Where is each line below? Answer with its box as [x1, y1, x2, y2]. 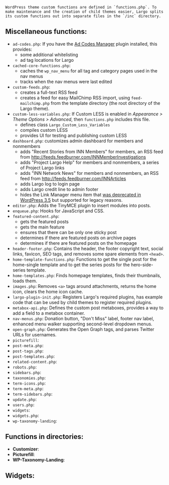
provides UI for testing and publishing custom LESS [20, 132, 127, 138]
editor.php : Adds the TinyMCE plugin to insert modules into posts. [12, 202, 151, 208]
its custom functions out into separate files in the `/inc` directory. [5, 14, 161, 19]
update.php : [12, 396, 37, 402]
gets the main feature [20, 223, 65, 230]
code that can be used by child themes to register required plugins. [12, 299, 152, 305]
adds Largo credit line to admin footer [20, 186, 98, 192]
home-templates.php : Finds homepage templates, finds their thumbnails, [12, 272, 161, 278]
